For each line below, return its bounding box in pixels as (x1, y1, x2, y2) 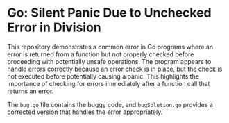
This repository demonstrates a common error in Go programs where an (7, 42, 214, 51)
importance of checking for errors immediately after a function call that (7, 79, 210, 88)
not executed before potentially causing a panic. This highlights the (7, 72, 200, 81)
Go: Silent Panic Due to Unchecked (7, 5, 212, 21)
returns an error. (7, 87, 54, 95)
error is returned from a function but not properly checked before (7, 50, 194, 58)
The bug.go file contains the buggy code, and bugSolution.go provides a (7, 100, 214, 108)
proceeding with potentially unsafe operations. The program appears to (7, 57, 212, 65)
